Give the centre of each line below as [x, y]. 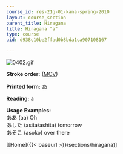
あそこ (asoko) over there [38, 133]
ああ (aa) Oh [22, 117]
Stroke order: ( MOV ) [32, 74]
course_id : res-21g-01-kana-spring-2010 [58, 12]
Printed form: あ [27, 86]
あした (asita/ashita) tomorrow [44, 125]
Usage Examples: [29, 110]
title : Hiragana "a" [32, 29]
